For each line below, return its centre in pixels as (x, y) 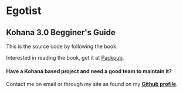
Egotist (24, 11)
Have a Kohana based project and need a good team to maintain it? (89, 71)
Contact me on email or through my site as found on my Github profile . (92, 84)
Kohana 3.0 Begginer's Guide (61, 32)
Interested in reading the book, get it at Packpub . (65, 58)
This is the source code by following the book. (62, 46)
